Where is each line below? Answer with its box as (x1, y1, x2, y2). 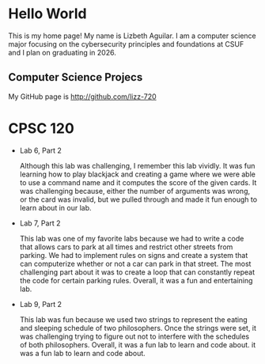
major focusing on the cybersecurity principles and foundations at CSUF (8, 39, 244, 48)
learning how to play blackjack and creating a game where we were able (19, 169, 256, 179)
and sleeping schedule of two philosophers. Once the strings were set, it (19, 323, 257, 332)
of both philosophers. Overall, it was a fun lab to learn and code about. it (19, 339, 256, 349)
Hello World (8, 5, 87, 23)
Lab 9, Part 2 (19, 299, 62, 309)
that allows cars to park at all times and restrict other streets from (19, 242, 233, 252)
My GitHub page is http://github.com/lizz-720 (8, 92, 157, 101)
